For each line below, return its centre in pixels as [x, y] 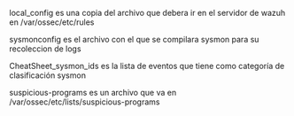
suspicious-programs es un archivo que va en [93, 93]
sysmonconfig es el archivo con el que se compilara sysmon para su [134, 39]
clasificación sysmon [48, 75]
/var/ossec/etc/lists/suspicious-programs [85, 102]
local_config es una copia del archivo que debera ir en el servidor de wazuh [147, 13]
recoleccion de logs [45, 49]
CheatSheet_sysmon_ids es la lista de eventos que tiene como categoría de [147, 66]
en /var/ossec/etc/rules [52, 22]
